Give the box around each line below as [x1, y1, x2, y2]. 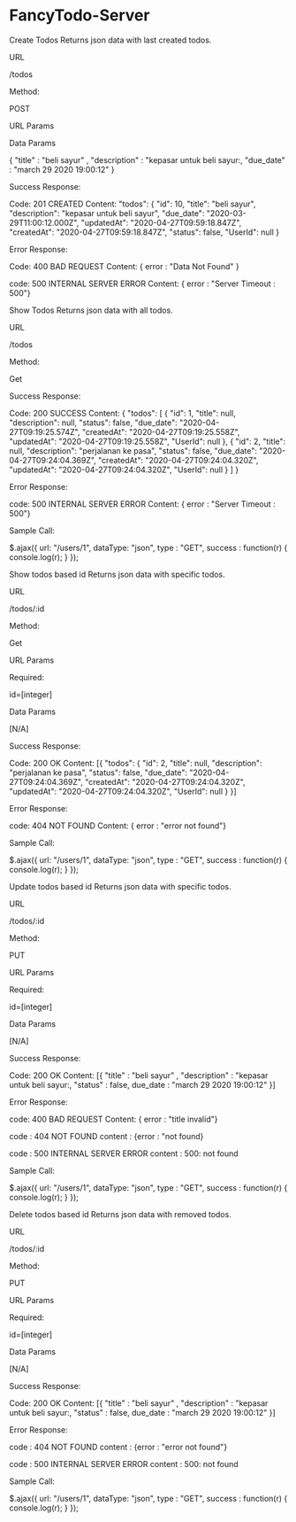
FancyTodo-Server [9, 5, 150, 26]
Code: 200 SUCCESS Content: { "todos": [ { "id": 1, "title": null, [9, 408, 236, 418]
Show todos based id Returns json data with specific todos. [9, 569, 225, 579]
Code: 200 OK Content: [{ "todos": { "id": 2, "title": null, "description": [9, 757, 262, 768]
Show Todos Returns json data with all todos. [9, 305, 174, 315]
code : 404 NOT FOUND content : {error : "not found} [9, 1130, 204, 1141]
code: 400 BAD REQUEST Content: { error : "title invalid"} [9, 1114, 218, 1124]
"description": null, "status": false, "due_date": [9, 417, 178, 428]
